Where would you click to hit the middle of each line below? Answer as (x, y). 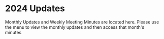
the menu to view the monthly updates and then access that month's (75, 27)
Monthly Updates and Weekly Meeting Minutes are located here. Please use (82, 22)
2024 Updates (35, 9)
